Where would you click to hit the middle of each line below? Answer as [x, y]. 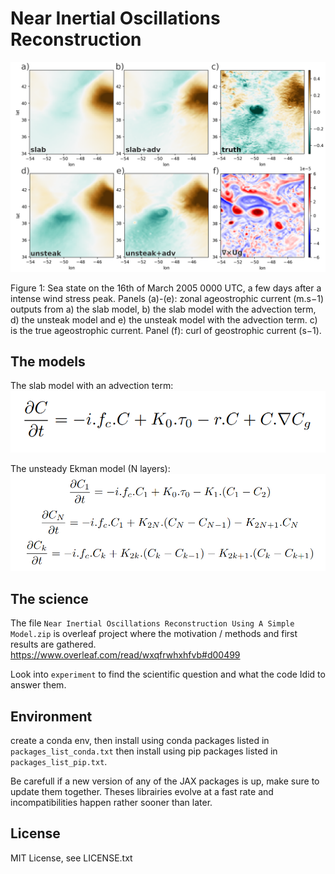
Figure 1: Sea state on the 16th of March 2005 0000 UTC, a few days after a [166, 288]
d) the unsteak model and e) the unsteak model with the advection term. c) [164, 319]
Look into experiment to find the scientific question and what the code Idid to [168, 674]
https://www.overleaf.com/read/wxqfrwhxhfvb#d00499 [125, 655]
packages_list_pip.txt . [59, 761]
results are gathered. [53, 644]
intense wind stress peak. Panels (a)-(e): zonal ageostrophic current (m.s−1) [167, 298]
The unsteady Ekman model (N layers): [90, 469]
